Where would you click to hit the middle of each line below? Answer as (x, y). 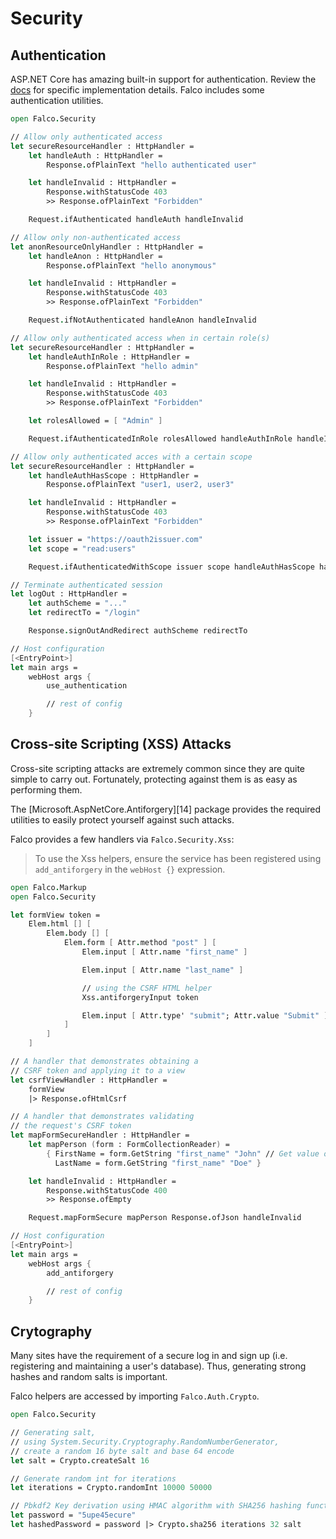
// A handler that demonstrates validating (102, 1117)
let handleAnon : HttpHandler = (95, 256)
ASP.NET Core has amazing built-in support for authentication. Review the (163, 79)
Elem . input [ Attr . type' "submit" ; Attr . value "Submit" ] (205, 1015)
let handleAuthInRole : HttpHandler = (109, 357)
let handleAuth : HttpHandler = (95, 155)
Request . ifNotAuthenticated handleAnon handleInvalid (142, 320)
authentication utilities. (57, 100)
